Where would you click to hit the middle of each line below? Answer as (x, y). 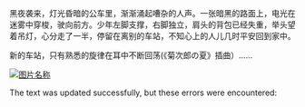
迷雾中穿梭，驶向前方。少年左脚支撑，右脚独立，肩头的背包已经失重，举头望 (152, 24)
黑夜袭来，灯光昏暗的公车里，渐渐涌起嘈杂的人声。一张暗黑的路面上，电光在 (152, 13)
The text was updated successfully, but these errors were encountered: (143, 92)
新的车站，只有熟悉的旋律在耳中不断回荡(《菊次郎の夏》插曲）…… (131, 55)
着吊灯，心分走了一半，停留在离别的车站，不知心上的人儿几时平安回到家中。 (152, 36)
